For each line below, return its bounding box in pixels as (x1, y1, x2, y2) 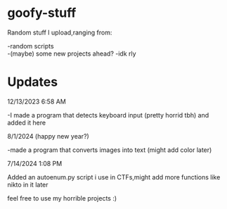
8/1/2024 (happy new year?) (7, 132, 89, 140)
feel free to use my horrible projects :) (7, 194, 117, 202)
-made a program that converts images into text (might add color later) (7, 146, 212, 154)
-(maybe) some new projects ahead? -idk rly (7, 49, 136, 58)
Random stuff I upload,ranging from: (7, 28, 112, 37)
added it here (7, 118, 46, 127)
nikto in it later (7, 180, 48, 189)
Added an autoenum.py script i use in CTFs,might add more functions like (7, 172, 221, 181)
